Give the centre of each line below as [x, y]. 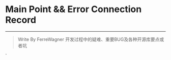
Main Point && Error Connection [74, 9]
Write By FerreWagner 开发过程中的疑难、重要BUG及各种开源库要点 [89, 39]
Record [21, 20]
